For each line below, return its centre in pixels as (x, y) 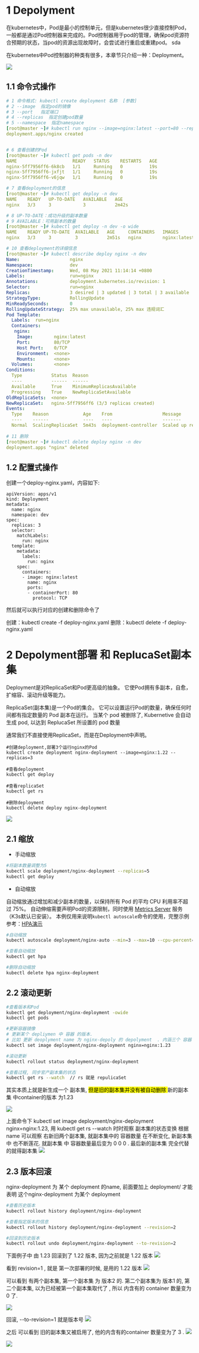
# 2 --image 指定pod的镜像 (38, 106)
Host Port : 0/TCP (42, 348)
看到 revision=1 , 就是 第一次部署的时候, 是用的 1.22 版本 (74, 1268)
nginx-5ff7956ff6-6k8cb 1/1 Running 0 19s (82, 166)
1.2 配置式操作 (32, 467)
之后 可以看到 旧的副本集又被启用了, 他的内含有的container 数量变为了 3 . (95, 1332)
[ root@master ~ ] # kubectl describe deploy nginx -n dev (76, 254)
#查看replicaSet (25, 786)
